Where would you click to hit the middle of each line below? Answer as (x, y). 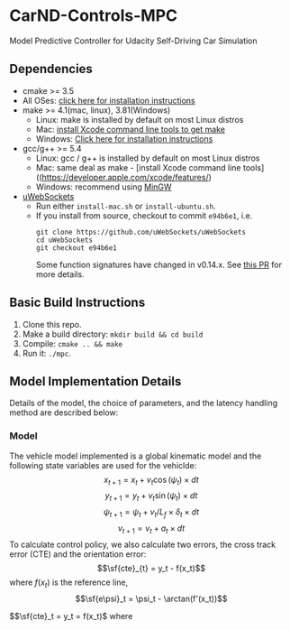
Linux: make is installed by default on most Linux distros (140, 119)
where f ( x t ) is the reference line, (69, 583)
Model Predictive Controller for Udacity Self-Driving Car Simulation (134, 41)
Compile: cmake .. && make (72, 343)
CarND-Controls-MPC (94, 16)
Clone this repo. (52, 324)
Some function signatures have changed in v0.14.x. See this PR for (159, 264)
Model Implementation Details (95, 381)
